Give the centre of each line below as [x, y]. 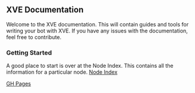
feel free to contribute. [34, 37]
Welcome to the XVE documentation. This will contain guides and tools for [97, 24]
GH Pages [19, 84]
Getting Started [29, 52]
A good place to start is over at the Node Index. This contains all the [90, 66]
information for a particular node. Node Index [62, 72]
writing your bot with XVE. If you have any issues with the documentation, [97, 31]
